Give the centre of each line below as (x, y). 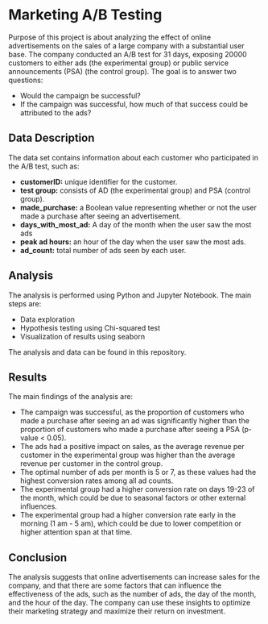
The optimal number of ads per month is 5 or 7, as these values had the (138, 472)
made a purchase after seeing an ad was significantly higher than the (134, 421)
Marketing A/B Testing (85, 15)
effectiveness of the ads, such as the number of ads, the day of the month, (132, 594)
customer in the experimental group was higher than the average (128, 455)
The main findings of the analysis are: (71, 397)
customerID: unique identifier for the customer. (99, 181)
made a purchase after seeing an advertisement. (100, 216)
